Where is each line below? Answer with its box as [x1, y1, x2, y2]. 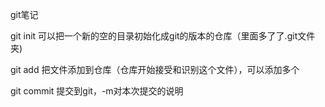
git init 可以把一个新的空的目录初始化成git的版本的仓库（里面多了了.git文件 [10, 30, 316, 42]
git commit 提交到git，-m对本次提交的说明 [10, 85, 184, 97]
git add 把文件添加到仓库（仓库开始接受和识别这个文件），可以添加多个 [10, 64, 300, 75]
